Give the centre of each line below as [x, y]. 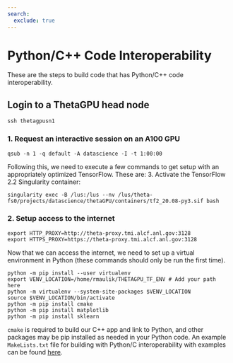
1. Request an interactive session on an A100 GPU [94, 139]
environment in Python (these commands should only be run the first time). [116, 260]
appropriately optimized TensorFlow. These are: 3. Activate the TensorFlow [116, 174]
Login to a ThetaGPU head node [78, 104]
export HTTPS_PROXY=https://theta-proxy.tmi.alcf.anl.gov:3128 [102, 239]
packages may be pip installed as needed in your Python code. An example [117, 337]
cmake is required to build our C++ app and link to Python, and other [105, 329]
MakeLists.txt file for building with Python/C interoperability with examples [116, 345]
